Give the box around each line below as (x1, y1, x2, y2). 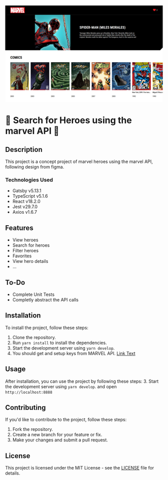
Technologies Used (5, 177, 53, 184)
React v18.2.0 (12, 199, 41, 205)
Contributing (5, 403, 46, 412)
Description (5, 145, 42, 153)
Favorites (12, 253, 32, 259)
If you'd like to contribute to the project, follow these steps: (5, 417, 126, 423)
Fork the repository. (12, 426, 53, 432)
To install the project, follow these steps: (5, 325, 88, 331)
